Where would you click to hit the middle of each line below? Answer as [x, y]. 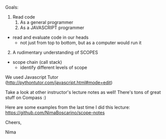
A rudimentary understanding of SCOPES [55, 52]
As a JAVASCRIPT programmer [52, 28]
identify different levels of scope [54, 67]
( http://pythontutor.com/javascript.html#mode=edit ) [59, 83]
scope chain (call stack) [37, 62]
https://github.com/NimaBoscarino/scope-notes [55, 113]
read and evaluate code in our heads [51, 37]
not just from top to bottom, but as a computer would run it [81, 43]
